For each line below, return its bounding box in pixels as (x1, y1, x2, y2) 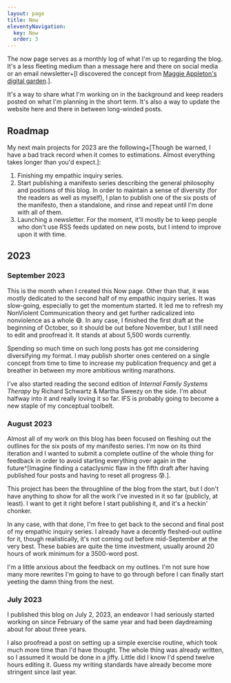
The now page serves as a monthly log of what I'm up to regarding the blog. (7, 55, 223, 63)
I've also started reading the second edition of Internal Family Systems (7, 380, 208, 388)
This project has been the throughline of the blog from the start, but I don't (7, 485, 219, 493)
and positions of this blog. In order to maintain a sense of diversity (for (17, 186, 217, 194)
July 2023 (7, 595, 43, 604)
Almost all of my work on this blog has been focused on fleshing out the (7, 434, 212, 442)
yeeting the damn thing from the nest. (7, 577, 114, 586)
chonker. (7, 506, 32, 515)
